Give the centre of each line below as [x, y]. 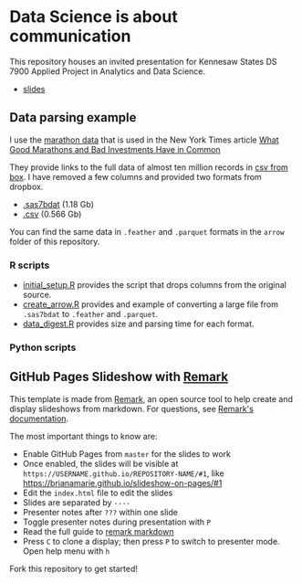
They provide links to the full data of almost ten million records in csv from [149, 167]
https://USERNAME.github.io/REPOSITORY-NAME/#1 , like [124, 473]
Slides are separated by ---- [76, 502]
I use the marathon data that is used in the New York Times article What [145, 140]
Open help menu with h [66, 551]
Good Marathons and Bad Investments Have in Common [115, 149]
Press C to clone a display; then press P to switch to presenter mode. [151, 541]
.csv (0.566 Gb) [52, 214]
